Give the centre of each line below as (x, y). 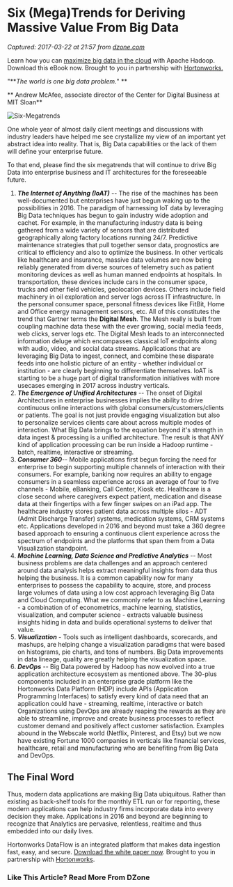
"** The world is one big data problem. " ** (67, 81)
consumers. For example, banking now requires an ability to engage (114, 474)
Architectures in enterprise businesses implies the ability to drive (110, 400)
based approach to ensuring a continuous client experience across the (119, 533)
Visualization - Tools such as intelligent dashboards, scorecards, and (117, 637)
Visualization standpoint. (53, 548)
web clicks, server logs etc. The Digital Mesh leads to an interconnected (121, 333)
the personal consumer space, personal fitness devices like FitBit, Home (121, 304)
